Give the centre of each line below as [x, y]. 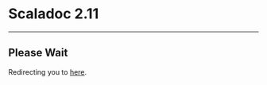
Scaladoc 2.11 [54, 14]
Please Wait [38, 53]
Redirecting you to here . [48, 71]
